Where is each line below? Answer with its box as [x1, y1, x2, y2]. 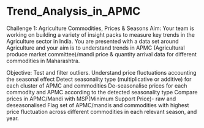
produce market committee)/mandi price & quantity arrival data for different [6, 50, 197, 58]
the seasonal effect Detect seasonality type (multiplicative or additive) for [6, 75, 192, 83]
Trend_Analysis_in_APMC [6, 4, 141, 18]
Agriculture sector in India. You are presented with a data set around [6, 37, 179, 45]
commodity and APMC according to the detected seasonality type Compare [6, 88, 198, 96]
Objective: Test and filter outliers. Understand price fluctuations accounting [6, 69, 197, 76]
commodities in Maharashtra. [6, 57, 80, 64]
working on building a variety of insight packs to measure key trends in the [6, 31, 195, 38]
